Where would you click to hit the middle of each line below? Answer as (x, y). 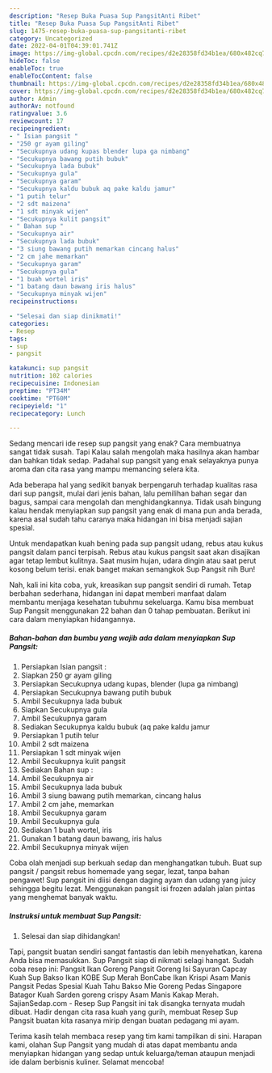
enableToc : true (36, 69)
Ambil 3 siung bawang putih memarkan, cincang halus (111, 796)
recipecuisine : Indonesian (54, 383)
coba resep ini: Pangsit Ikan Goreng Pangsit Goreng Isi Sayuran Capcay (128, 969)
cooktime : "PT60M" (40, 398)
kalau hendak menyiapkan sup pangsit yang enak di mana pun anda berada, (136, 511)
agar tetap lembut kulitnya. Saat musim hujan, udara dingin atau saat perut (133, 561)
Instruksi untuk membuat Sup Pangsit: (75, 915)
